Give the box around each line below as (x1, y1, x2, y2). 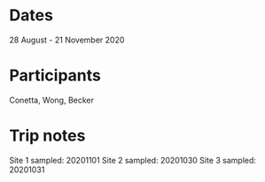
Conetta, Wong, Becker (9, 95, 95, 105)
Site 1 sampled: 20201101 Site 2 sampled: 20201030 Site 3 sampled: (9, 155, 257, 165)
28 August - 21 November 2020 (9, 34, 125, 45)
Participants (9, 65, 102, 86)
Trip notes (9, 125, 86, 146)
